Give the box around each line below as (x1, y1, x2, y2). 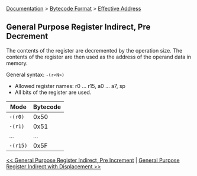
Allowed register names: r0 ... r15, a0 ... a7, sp (14, 82, 126, 89)
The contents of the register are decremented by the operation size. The (6, 47, 183, 54)
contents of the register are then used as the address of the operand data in (6, 53, 191, 60)
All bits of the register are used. (14, 89, 92, 96)
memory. (6, 59, 28, 67)
